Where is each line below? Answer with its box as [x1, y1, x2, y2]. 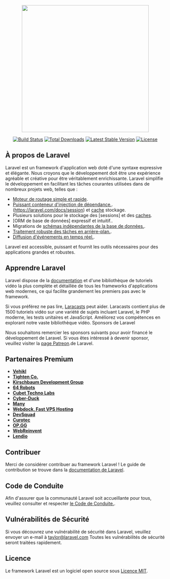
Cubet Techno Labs [12, 390, 55, 396]
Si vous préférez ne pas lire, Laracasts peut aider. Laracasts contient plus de [5, 303, 165, 310]
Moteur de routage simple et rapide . [12, 196, 88, 202]
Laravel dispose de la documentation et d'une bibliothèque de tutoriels [5, 277, 153, 283]
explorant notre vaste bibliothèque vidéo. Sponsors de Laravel [5, 319, 135, 325]
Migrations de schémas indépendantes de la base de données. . [12, 223, 146, 229]
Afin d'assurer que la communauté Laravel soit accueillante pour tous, [5, 495, 152, 501]
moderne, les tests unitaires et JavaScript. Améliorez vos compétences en [5, 314, 161, 320]
